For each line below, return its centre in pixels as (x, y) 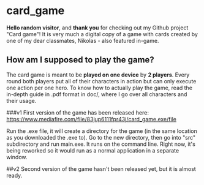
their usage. (21, 100)
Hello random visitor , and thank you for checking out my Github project (97, 28)
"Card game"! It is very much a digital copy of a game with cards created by (102, 34)
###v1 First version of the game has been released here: (77, 112)
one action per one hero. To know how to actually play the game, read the (100, 88)
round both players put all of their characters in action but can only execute (101, 81)
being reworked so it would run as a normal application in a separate (93, 150)
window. (17, 157)
